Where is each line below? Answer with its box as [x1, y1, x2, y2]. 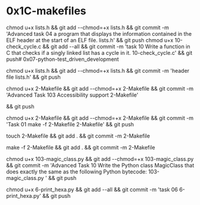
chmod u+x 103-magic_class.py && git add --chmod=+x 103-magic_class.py [6, 155, 194, 162]
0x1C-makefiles [6, 4, 87, 18]
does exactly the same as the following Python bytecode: [6, 168, 147, 175]
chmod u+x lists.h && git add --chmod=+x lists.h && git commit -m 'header [6, 67, 190, 74]
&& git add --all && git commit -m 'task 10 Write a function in [42, 43, 190, 50]
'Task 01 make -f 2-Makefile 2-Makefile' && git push [6, 120, 134, 128]
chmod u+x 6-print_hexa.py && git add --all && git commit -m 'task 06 [6, 186, 178, 193]
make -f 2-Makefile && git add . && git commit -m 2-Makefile [6, 144, 155, 151]
